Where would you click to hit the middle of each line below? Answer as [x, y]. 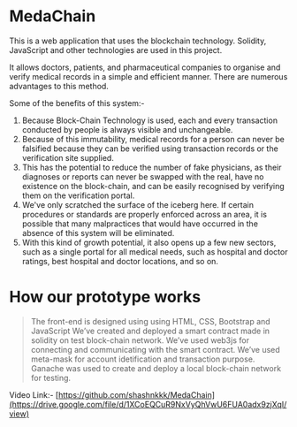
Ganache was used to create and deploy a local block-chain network [156, 368]
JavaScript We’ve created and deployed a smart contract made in [150, 331]
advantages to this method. [59, 86]
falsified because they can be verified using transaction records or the [150, 149]
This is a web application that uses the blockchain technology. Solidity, [138, 41]
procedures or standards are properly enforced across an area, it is [145, 214]
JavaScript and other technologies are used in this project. [116, 50]
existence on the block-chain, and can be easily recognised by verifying [153, 186]
